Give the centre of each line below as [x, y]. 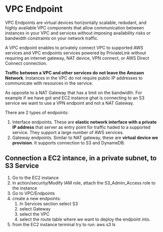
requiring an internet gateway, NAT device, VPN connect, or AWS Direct [77, 58]
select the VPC [34, 214]
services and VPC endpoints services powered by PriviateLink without [76, 53]
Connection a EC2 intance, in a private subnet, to [81, 158]
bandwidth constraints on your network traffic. [52, 38]
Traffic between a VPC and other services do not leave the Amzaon [75, 72]
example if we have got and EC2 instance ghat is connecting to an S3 [75, 98]
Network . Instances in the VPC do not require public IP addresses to [74, 78]
